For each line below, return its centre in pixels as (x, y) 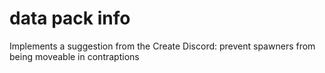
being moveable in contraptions (74, 56)
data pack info (70, 18)
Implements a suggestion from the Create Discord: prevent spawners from (162, 46)
